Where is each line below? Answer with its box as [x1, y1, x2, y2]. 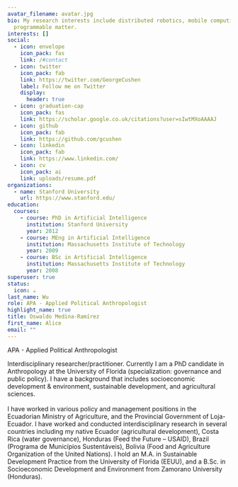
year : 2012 [25, 227, 59, 234]
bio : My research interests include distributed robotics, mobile [7, 17, 208, 24]
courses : [13, 208, 40, 215]
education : [7, 201, 40, 209]
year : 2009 [25, 247, 59, 255]
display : [20, 89, 46, 96]
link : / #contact [20, 57, 69, 64]
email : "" [7, 326, 37, 333]
